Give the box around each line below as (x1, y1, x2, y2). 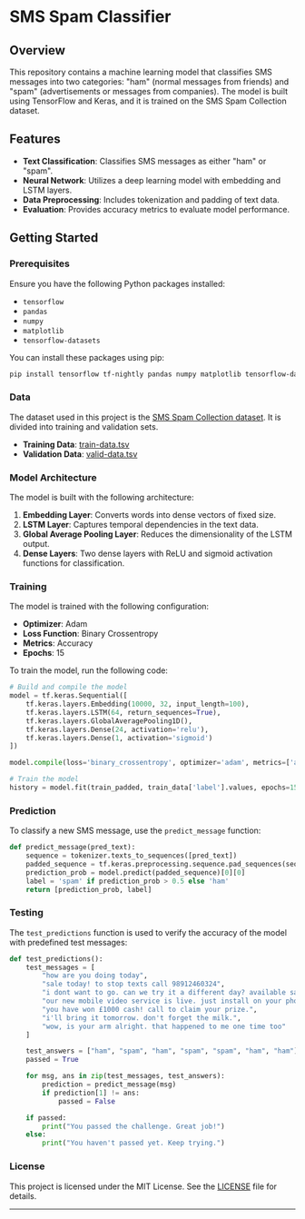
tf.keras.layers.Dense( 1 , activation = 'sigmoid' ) (25, 733, 213, 742)
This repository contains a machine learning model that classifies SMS (9, 66, 272, 77)
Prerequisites (9, 257, 70, 270)
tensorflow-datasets (22, 336, 101, 345)
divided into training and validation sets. (9, 421, 159, 432)
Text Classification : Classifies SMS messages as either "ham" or (22, 155, 267, 166)
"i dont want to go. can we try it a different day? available (42, 988, 286, 997)
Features (9, 132, 61, 147)
